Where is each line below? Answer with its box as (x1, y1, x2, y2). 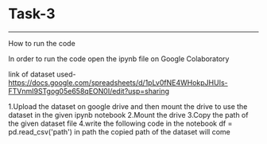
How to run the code (8, 38, 75, 48)
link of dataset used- (8, 69, 77, 79)
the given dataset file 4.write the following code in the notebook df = (8, 119, 233, 128)
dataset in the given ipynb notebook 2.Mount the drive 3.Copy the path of (8, 110, 249, 119)
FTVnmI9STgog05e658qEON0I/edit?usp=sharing (8, 86, 169, 95)
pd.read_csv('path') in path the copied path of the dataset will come (8, 126, 230, 136)
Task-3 (8, 5, 56, 23)
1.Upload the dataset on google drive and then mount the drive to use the (8, 101, 248, 111)
